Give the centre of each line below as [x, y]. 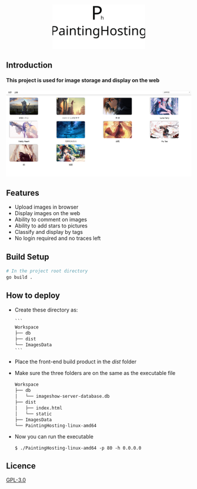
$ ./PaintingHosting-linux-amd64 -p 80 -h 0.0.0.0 [78, 448]
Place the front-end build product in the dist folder [76, 361]
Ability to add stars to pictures [51, 226]
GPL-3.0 [16, 480]
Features [23, 193]
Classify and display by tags [49, 232]
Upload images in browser [46, 207]
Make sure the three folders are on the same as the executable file [95, 373]
